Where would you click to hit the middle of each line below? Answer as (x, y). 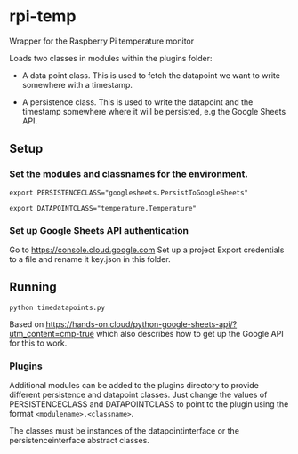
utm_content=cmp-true (52, 333)
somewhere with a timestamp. (77, 84)
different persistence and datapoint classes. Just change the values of (138, 395)
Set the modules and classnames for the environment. (129, 174)
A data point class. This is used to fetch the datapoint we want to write (151, 75)
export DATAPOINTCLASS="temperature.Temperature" (103, 208)
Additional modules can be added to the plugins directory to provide (134, 386)
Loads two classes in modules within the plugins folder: (111, 58)
